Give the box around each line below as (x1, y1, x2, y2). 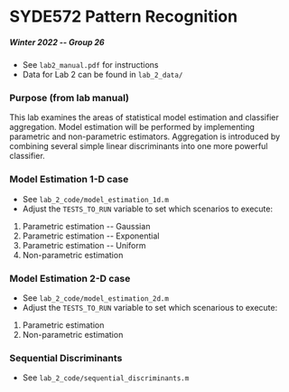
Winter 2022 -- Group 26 (9, 36, 106, 47)
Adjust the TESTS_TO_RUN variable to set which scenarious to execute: (22, 303, 278, 313)
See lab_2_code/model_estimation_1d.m (22, 193, 170, 204)
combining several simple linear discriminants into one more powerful (9, 141, 268, 152)
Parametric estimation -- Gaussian (22, 220, 151, 231)
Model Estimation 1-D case (9, 173, 129, 186)
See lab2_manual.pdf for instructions (22, 60, 159, 70)
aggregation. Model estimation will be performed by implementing (9, 122, 256, 133)
